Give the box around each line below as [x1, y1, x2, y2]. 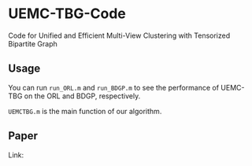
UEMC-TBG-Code [8, 5, 126, 23]
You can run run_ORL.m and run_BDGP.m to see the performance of [8, 83, 219, 92]
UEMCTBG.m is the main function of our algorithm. [8, 106, 162, 116]
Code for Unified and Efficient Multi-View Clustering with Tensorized [8, 31, 231, 40]
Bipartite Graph [8, 39, 57, 48]
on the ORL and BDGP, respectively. [24, 91, 141, 101]
